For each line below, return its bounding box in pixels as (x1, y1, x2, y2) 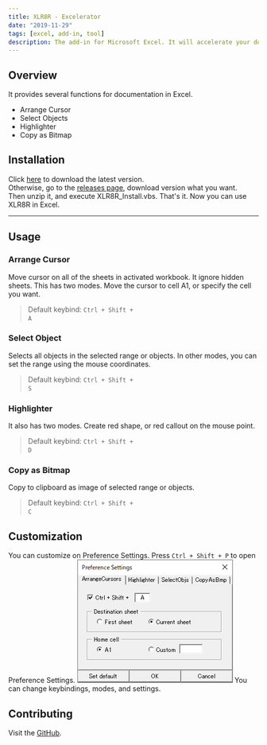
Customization (8, 530, 83, 543)
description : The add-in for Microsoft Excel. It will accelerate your (8, 38, 250, 46)
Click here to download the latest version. (8, 174, 145, 184)
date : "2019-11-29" (8, 21, 73, 29)
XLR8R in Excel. (8, 200, 60, 209)
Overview (8, 68, 58, 82)
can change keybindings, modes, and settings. (8, 684, 161, 693)
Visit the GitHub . (8, 728, 62, 738)
